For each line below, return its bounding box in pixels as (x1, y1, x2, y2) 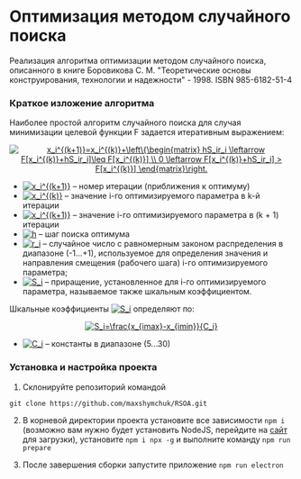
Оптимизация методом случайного (9, 6, 291, 27)
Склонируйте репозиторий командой (22, 381, 167, 393)
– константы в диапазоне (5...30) (44, 339, 171, 349)
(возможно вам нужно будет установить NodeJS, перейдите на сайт (22, 424, 288, 435)
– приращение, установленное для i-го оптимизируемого (44, 276, 267, 287)
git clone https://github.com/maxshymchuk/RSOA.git (9, 399, 207, 408)
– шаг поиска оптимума (39, 229, 131, 239)
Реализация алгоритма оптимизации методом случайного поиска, (9, 55, 267, 66)
